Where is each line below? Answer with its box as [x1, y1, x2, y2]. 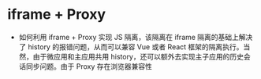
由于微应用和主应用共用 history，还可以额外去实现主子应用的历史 [32, 52, 244, 61]
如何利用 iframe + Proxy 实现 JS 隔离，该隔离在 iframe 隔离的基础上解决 [18, 32, 253, 41]
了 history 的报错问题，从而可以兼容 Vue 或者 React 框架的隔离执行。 [18, 41, 244, 52]
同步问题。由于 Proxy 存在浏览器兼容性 [25, 61, 153, 71]
